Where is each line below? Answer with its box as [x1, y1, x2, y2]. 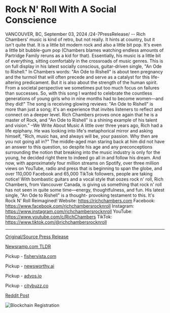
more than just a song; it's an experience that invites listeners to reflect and [5, 106, 162, 112]
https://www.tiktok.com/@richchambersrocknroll [5, 219, 107, 225]
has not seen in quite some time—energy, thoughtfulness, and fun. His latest [5, 187, 164, 193]
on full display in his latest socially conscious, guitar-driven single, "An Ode [5, 63, 162, 69]
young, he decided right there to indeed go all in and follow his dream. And [5, 154, 161, 160]
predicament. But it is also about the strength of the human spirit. [22, 79, 158, 85]
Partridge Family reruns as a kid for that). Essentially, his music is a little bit [5, 52, 161, 59]
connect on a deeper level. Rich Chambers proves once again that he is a [5, 111, 158, 117]
